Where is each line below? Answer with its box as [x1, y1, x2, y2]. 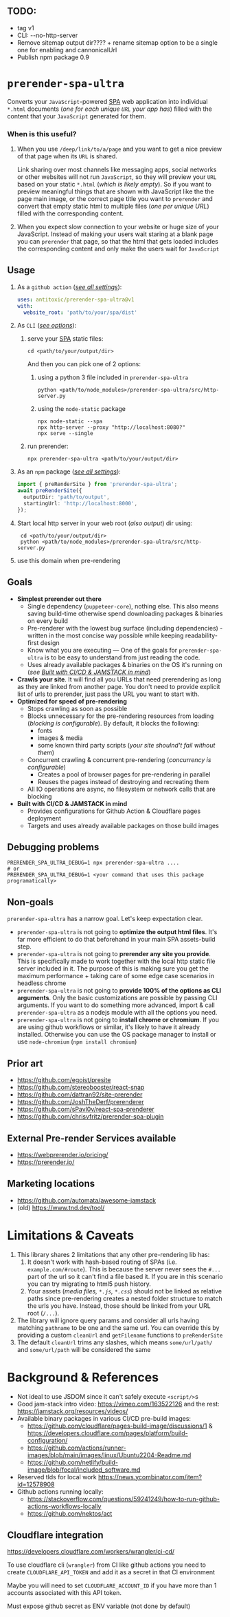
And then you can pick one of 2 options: [27, 360, 141, 368]
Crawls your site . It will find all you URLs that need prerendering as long [16, 675, 222, 684]
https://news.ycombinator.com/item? [98, 1472, 203, 1481]
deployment [27, 814, 62, 822]
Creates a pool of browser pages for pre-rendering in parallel [37, 770, 211, 779]
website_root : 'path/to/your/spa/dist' [23, 309, 138, 316]
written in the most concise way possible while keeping [27, 631, 184, 640]
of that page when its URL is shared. [16, 152, 118, 160]
